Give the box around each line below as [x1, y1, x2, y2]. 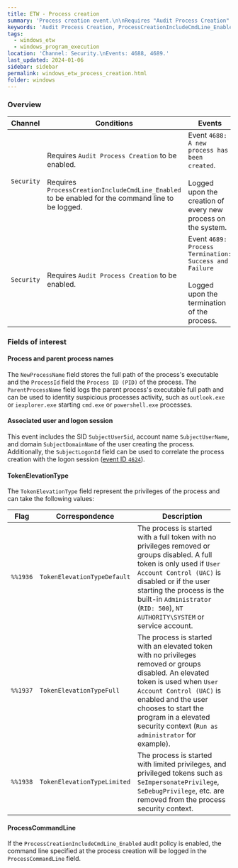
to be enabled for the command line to [47, 193, 174, 203]
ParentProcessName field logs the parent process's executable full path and [7, 385, 225, 394]
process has [188, 146, 229, 154]
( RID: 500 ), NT [137, 603, 183, 613]
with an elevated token [137, 642, 212, 652]
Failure [188, 264, 214, 272]
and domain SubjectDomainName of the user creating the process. [7, 440, 195, 448]
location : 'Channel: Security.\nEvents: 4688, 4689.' [7, 50, 170, 57]
